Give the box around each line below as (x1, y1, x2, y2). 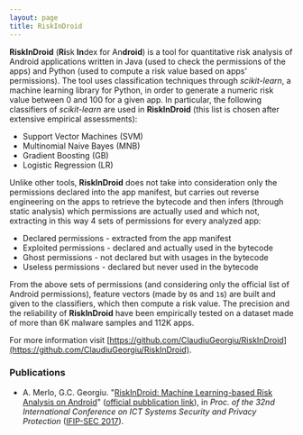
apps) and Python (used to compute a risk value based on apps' (9, 65, 248, 77)
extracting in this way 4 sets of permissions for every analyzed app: (9, 215, 262, 226)
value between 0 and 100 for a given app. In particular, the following (9, 94, 262, 104)
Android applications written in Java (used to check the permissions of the (9, 56, 286, 67)
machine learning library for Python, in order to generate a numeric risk (9, 85, 274, 95)
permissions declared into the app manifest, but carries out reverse (9, 186, 260, 197)
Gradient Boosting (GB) (22, 150, 110, 160)
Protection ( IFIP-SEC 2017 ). (22, 415, 124, 426)
